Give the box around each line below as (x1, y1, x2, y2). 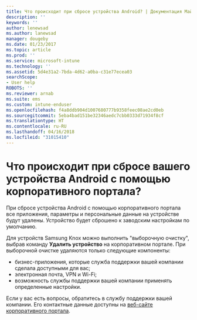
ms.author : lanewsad (6, 31, 57, 36)
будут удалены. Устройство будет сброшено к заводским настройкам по (6, 216, 190, 224)
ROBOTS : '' (6, 85, 33, 91)
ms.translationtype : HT (6, 118, 64, 124)
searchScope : (6, 74, 38, 80)
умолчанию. (6, 223, 37, 230)
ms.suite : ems (6, 96, 41, 102)
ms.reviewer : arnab (6, 91, 54, 96)
